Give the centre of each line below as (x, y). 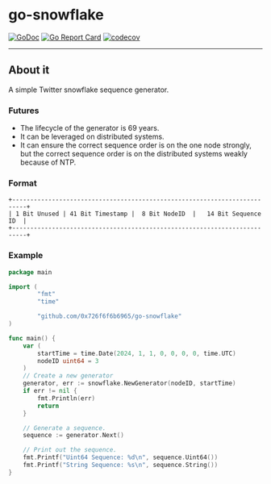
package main (30, 272)
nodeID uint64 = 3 (68, 361)
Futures (24, 111)
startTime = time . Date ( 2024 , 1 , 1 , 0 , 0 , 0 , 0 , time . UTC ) (137, 353)
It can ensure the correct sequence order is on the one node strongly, (135, 145)
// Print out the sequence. (70, 450)
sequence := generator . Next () (74, 436)
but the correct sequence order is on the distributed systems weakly (134, 154)
